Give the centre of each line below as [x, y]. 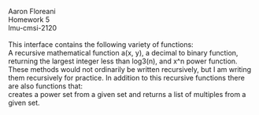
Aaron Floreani [32, 11]
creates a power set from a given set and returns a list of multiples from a [127, 94]
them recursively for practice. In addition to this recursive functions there [127, 78]
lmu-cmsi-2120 [33, 28]
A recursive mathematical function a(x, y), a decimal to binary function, [123, 53]
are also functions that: [45, 86]
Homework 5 [29, 20]
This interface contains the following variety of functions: [101, 45]
